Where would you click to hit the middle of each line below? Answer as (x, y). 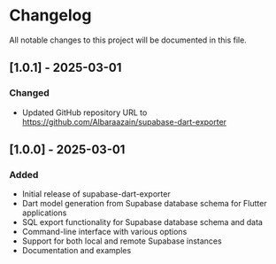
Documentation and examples (77, 251)
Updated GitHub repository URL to (84, 113)
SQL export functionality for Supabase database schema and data (142, 222)
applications (44, 213)
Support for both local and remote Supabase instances (122, 241)
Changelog (50, 16)
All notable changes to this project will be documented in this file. (128, 40)
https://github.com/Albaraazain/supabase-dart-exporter (124, 121)
